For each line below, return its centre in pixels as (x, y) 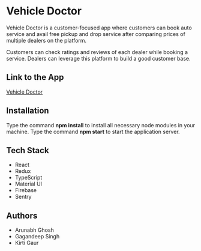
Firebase (26, 190)
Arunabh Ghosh (34, 230)
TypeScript (28, 178)
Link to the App (35, 77)
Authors (22, 215)
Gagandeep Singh (37, 237)
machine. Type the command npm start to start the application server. (93, 132)
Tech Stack (28, 150)
